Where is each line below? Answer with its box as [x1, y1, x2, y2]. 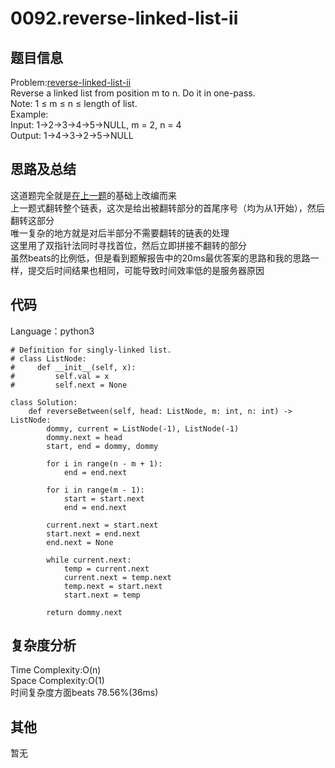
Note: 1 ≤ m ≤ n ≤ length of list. [10, 98, 138, 109]
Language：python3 [10, 325, 95, 337]
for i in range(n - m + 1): [46, 458, 163, 469]
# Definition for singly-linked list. [10, 345, 172, 355]
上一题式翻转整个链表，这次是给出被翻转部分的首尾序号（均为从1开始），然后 [10, 202, 325, 214]
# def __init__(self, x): [10, 362, 137, 372]
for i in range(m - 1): [46, 485, 145, 495]
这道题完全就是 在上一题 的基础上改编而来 [10, 189, 177, 201]
